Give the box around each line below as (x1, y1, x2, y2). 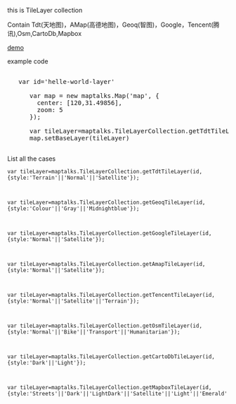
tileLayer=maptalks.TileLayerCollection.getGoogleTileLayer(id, (20, 230, 212, 237)
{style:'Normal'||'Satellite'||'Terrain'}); (7, 298, 140, 305)
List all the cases (7, 154, 56, 163)
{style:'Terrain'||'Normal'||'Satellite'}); (7, 174, 140, 181)
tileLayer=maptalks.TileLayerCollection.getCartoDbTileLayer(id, (20, 353, 216, 360)
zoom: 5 (37, 106, 63, 114)
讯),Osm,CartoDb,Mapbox (7, 30, 82, 37)
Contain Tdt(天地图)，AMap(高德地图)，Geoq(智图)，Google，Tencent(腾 (7, 20, 220, 29)
